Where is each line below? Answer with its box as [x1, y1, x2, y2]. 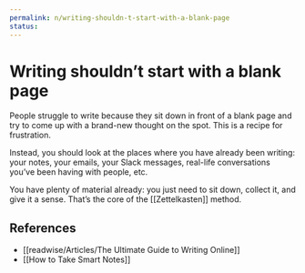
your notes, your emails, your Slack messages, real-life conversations [9, 157, 270, 168]
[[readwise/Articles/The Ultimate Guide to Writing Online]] [22, 245, 240, 256]
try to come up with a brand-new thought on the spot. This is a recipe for [9, 120, 283, 131]
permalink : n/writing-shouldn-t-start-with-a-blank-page [9, 13, 230, 23]
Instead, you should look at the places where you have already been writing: [9, 147, 296, 158]
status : [9, 22, 39, 31]
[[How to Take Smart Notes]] [22, 254, 131, 265]
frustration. [9, 129, 52, 141]
